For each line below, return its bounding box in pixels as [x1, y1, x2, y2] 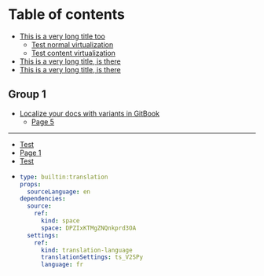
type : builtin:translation [19, 173, 108, 181]
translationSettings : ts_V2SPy [40, 253, 144, 261]
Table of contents [8, 6, 126, 24]
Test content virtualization [31, 48, 116, 57]
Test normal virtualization [31, 39, 114, 49]
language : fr [40, 261, 84, 269]
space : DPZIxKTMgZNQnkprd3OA [40, 224, 137, 232]
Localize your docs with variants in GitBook [19, 109, 159, 118]
